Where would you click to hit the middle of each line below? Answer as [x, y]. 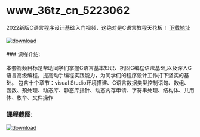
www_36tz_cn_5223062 [68, 10]
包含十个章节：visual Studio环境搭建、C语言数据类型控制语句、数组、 [104, 82]
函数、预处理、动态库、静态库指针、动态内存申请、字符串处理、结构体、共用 [100, 90]
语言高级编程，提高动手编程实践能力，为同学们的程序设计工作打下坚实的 [95, 75]
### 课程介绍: [23, 54]
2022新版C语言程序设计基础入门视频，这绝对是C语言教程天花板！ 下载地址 [98, 27]
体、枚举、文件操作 [30, 97]
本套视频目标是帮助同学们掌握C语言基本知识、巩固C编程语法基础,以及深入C [99, 68]
